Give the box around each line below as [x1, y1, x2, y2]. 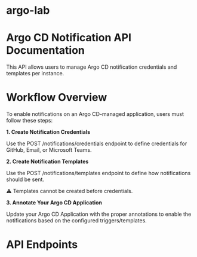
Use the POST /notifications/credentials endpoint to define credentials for [6, 140, 187, 147]
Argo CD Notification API [6, 31, 131, 45]
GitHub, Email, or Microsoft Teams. [6, 146, 92, 154]
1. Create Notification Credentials [6, 128, 91, 136]
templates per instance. [6, 70, 64, 77]
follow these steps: [6, 117, 53, 124]
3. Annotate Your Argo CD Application [6, 199, 103, 206]
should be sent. [6, 176, 45, 183]
